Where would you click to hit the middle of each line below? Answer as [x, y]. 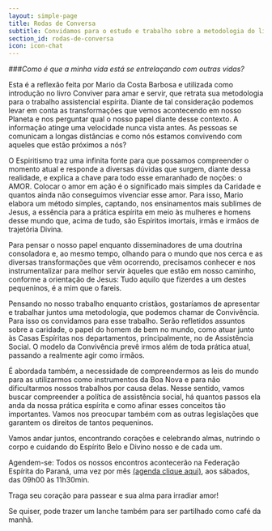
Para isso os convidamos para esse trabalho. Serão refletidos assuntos [127, 321]
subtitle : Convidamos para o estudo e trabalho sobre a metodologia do [132, 31]
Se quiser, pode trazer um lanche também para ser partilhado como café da [135, 512]
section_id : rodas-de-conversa [61, 38]
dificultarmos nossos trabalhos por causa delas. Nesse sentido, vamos [127, 389]
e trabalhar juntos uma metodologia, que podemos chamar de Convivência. [134, 312]
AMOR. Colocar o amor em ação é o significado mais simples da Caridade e [135, 186]
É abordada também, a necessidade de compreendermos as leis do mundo [134, 371]
